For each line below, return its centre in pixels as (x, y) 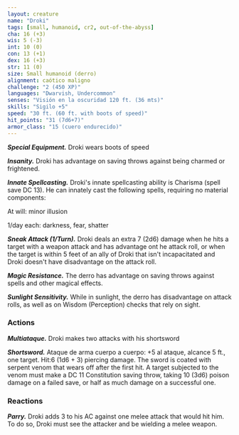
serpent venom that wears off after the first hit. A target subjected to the (113, 367)
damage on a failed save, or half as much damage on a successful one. (112, 382)
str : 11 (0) (25, 67)
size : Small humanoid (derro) (52, 73)
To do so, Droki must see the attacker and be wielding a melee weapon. (112, 424)
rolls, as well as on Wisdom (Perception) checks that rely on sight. (104, 304)
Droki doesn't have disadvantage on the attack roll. (82, 262)
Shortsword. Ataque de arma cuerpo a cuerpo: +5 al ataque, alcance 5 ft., (117, 352)
